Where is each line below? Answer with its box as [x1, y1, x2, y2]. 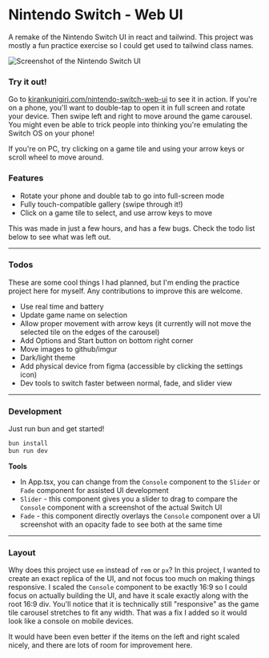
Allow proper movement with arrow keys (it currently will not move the [19, 318, 252, 328]
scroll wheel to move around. [8, 152, 104, 162]
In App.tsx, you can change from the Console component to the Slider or [19, 477, 260, 486]
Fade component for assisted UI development [19, 485, 170, 495]
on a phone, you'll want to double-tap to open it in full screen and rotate [8, 103, 246, 113]
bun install [8, 439, 48, 448]
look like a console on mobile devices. [8, 616, 134, 626]
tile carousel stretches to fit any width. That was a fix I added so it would [8, 608, 247, 618]
